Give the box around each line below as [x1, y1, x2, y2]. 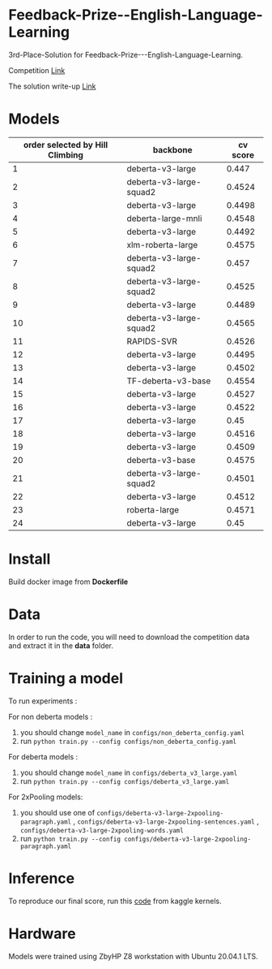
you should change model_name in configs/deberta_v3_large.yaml [19, 768, 238, 777]
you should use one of [19, 807, 96, 817]
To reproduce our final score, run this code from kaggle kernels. [8, 896, 223, 906]
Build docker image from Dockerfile [8, 577, 129, 586]
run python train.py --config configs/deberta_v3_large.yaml [19, 776, 230, 785]
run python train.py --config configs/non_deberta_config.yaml [19, 736, 237, 746]
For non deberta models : [8, 712, 93, 721]
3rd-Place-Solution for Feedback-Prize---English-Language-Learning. [8, 50, 244, 59]
